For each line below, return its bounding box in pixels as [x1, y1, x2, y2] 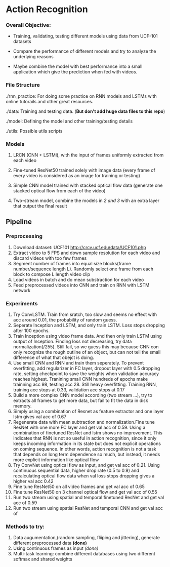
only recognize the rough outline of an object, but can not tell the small [13, 349, 161, 355]
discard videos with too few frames [13, 255, 87, 261]
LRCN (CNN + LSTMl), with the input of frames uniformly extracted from [13, 152, 164, 158]
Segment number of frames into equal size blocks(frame [13, 260, 131, 266]
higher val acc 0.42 [13, 478, 54, 484]
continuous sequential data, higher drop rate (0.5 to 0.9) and [13, 467, 140, 474]
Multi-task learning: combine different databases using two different [13, 551, 156, 557]
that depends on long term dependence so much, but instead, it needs [13, 452, 160, 458]
